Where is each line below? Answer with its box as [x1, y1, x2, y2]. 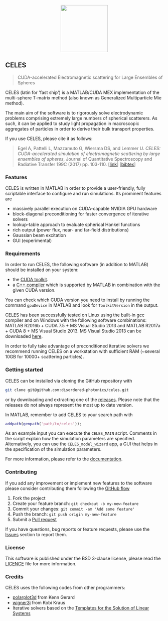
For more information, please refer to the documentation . [5, 456, 123, 462]
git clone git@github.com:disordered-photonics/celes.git [5, 387, 129, 393]
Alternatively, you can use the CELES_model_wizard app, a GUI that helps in [5, 441, 158, 447]
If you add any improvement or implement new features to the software [5, 480, 152, 486]
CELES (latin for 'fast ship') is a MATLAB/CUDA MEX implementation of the [5, 89, 159, 95]
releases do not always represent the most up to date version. [5, 402, 133, 408]
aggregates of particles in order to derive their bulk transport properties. [5, 126, 154, 132]
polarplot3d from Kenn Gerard [12, 594, 75, 600]
